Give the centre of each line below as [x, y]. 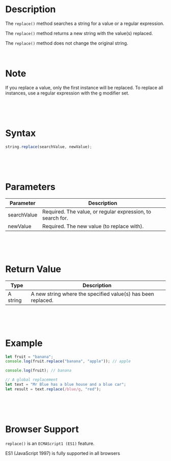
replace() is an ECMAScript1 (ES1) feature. [50, 443]
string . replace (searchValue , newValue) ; [49, 147]
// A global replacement [32, 380]
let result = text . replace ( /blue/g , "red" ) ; [53, 389]
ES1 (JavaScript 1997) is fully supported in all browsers [63, 453]
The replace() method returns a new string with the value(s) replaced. [79, 33]
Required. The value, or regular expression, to [97, 211]
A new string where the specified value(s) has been [92, 294]
